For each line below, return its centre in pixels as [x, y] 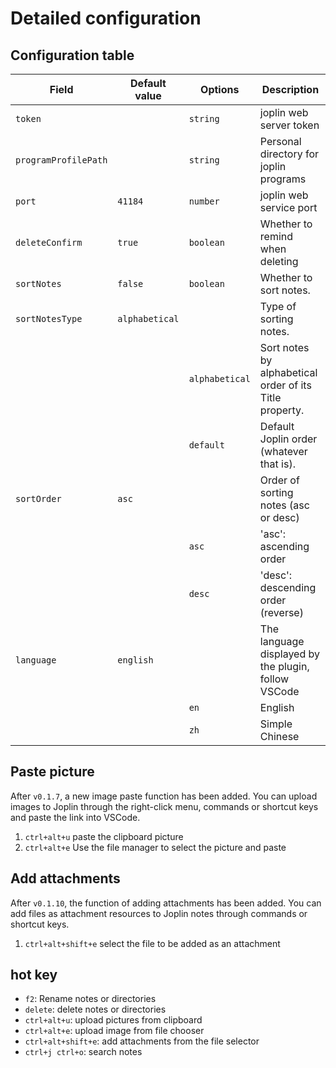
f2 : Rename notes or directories [90, 999]
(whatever [283, 451]
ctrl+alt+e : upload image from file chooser [114, 1031]
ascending [284, 546]
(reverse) [281, 612]
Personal [280, 141]
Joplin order [288, 439]
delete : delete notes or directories [95, 1009]
